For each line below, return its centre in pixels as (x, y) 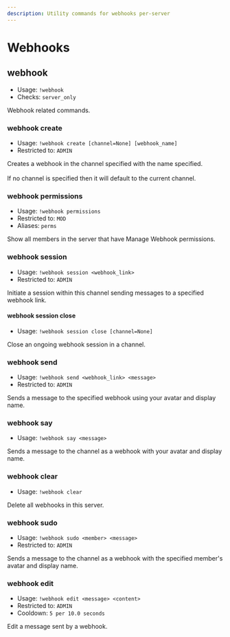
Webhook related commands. (49, 110)
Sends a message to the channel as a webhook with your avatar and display (115, 451)
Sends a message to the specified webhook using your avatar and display (112, 398)
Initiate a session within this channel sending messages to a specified (106, 293)
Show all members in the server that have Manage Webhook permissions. (111, 239)
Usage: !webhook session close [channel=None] (85, 331)
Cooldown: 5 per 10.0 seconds (61, 613)
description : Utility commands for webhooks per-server (89, 13)
